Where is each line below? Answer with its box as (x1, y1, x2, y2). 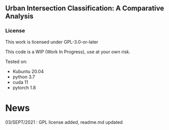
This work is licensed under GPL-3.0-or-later (5, 39, 99, 45)
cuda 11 (12, 79, 28, 85)
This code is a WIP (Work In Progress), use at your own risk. (5, 48, 131, 55)
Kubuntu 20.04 (12, 68, 44, 74)
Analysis (5, 12, 34, 21)
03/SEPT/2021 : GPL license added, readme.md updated (5, 119, 123, 125)
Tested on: (5, 58, 28, 64)
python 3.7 (12, 74, 35, 80)
